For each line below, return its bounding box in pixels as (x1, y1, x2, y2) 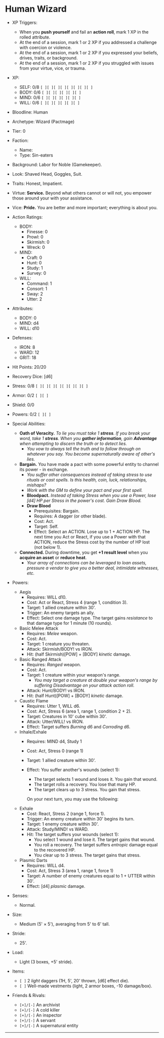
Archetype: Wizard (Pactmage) (12, 119, 75, 124)
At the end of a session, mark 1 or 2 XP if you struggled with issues (19, 60, 154, 66)
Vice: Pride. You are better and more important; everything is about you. (12, 204, 158, 210)
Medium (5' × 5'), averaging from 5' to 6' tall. (19, 921, 110, 927)
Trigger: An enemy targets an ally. (26, 610, 95, 616)
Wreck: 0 (26, 244, 45, 250)
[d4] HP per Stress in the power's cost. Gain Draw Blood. (26, 498, 142, 503)
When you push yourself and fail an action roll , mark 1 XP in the (19, 29, 149, 35)
